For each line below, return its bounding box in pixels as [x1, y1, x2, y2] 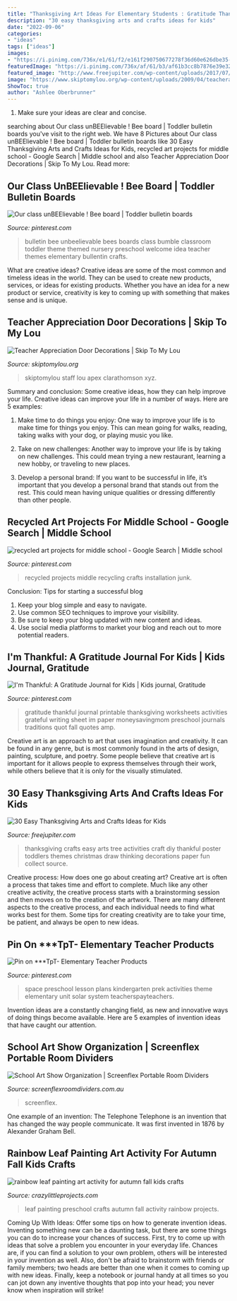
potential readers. [17, 630, 69, 639]
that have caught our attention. [7, 1021, 97, 1029]
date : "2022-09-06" [7, 23, 65, 30]
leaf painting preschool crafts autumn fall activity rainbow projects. [24, 1204, 219, 1213]
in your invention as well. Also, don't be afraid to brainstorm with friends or [7, 1256, 224, 1264]
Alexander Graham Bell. [7, 1127, 76, 1135]
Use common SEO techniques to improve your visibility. [17, 608, 179, 616]
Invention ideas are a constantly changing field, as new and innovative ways [7, 1006, 229, 1014]
